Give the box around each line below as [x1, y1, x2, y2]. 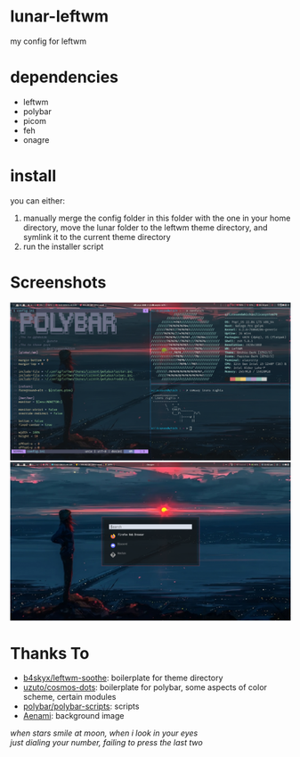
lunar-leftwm [10, 6, 109, 27]
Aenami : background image [22, 711, 125, 721]
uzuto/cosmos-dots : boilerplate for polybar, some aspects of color [22, 682, 268, 693]
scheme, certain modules [22, 692, 117, 703]
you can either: [10, 195, 66, 206]
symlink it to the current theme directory [22, 231, 172, 242]
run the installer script [22, 241, 104, 252]
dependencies [10, 67, 119, 87]
